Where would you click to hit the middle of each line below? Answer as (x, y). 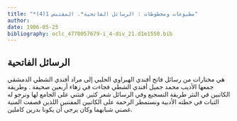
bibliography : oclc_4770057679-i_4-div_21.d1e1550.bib (90, 34)
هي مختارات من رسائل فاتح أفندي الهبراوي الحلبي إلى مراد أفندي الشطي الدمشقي (116, 79)
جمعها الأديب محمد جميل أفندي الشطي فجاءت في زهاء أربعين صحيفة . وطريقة (111, 87)
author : (19, 21)
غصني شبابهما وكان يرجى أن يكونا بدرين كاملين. (70, 110)
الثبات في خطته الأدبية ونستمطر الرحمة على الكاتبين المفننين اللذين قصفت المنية (114, 102)
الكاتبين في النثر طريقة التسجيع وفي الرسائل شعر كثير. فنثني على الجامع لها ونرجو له (119, 94)
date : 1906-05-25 (33, 27)
